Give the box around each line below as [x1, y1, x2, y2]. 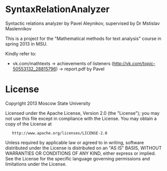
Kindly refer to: [5, 51, 36, 57]
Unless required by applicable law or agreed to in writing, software [5, 139, 144, 145]
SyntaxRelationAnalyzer [5, 4, 110, 15]
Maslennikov [5, 25, 32, 31]
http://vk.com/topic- [113, 60, 156, 66]
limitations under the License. [5, 161, 67, 167]
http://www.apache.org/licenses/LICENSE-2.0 [12, 131, 108, 136]
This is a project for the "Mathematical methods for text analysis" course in [5, 35, 162, 41]
